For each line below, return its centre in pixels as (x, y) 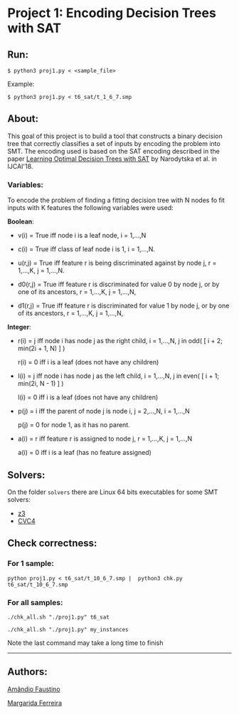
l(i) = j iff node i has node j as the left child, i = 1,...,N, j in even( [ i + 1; (118, 376)
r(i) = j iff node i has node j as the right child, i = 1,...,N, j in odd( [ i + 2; (120, 341)
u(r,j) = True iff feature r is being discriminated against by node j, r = (117, 263)
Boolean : (21, 221)
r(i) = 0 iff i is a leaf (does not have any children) (88, 362)
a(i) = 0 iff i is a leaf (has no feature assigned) (84, 453)
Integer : (19, 327)
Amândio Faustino (34, 689)
